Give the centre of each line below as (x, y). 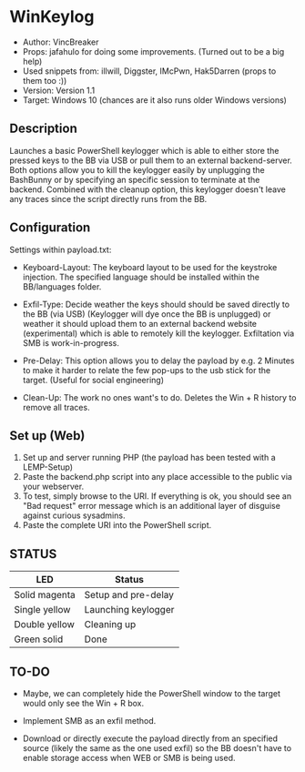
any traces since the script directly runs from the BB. (108, 198)
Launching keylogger (129, 610)
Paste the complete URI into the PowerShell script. (117, 525)
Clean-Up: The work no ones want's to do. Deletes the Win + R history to (159, 397)
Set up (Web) (47, 436)
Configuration (50, 228)
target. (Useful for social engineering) (93, 380)
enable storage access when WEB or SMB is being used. (129, 758)
